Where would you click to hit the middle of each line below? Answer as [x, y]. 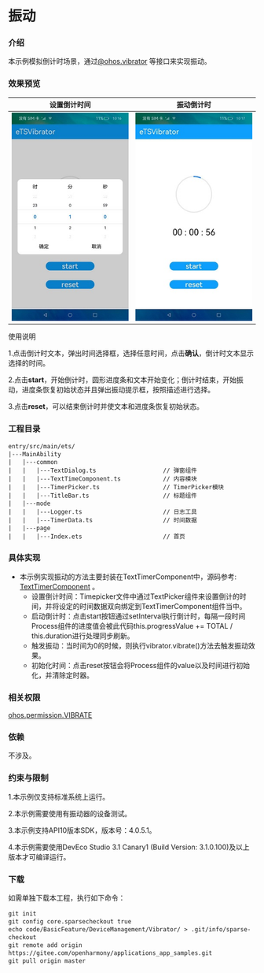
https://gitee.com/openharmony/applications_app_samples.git [110, 953]
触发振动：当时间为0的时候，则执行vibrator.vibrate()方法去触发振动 [140, 645]
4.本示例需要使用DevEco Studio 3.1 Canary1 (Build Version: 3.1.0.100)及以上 [129, 847]
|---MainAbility [35, 455]
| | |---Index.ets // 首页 [97, 537]
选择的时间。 [29, 363]
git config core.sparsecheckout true [70, 921]
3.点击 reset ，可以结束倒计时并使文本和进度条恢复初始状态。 [106, 407]
